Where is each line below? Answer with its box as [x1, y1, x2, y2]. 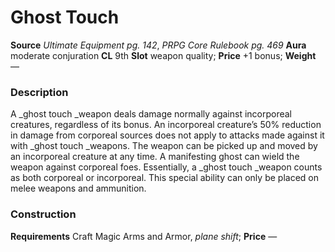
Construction [10, 207, 77, 221]
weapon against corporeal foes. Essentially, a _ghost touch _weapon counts [10, 161, 323, 173]
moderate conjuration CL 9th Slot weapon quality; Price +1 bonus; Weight [10, 49, 317, 61]
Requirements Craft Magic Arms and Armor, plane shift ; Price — [10, 230, 278, 242]
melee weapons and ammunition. [10, 182, 147, 195]
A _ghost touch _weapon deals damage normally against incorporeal [10, 108, 293, 120]
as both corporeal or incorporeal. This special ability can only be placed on [10, 172, 319, 184]
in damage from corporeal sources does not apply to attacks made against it [10, 129, 325, 141]
